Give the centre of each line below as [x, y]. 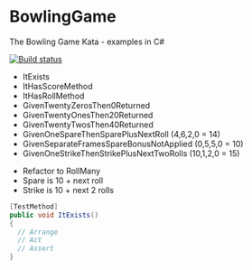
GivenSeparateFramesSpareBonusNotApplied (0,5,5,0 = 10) [133, 144]
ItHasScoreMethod [57, 86]
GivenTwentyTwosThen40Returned [88, 125]
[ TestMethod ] [34, 206]
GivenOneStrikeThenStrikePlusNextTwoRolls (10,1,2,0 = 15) [131, 153]
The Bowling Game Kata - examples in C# [87, 42]
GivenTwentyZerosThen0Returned [86, 105]
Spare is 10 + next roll [63, 180]
